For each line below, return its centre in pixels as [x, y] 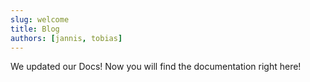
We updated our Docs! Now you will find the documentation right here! [156, 67]
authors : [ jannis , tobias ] [66, 38]
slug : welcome [40, 19]
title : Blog [35, 29]
